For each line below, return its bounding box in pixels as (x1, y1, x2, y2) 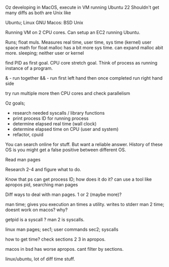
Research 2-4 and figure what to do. (5, 166, 81, 172)
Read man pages (5, 157, 41, 162)
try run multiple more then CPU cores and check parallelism (5, 90, 130, 96)
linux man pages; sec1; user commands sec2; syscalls (5, 226, 119, 232)
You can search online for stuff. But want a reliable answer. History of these (5, 142, 163, 147)
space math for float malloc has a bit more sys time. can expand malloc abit (5, 45, 163, 50)
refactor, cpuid (12, 131, 44, 138)
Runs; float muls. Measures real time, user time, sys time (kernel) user (5, 39, 152, 45)
